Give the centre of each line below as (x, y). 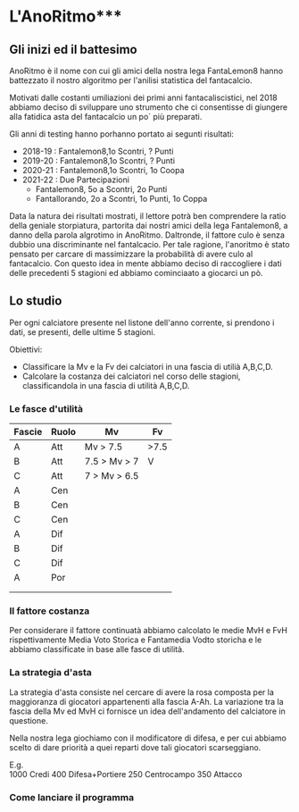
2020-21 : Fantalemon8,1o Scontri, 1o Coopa (103, 170)
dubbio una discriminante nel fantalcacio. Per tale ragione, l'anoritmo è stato (149, 244)
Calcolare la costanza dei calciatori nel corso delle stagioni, (131, 376)
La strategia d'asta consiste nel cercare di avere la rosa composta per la (142, 692)
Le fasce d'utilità (46, 408)
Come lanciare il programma (72, 797)
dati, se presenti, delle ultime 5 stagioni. (83, 331)
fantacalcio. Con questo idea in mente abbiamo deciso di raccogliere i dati (146, 264)
